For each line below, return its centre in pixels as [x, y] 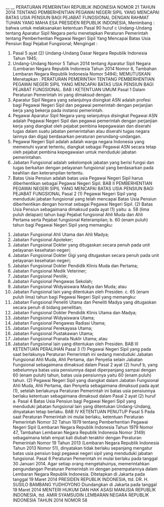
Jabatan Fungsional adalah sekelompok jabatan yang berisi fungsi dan [83, 162]
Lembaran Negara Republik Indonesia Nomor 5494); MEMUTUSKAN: [82, 74]
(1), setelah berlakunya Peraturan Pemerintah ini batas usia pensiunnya [84, 391]
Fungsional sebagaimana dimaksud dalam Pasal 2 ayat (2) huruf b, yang [85, 365]
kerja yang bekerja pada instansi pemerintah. [58, 110]
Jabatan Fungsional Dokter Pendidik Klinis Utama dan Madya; [75, 313]
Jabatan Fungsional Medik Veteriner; [50, 271]
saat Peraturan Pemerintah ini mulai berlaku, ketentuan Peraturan [78, 417]
